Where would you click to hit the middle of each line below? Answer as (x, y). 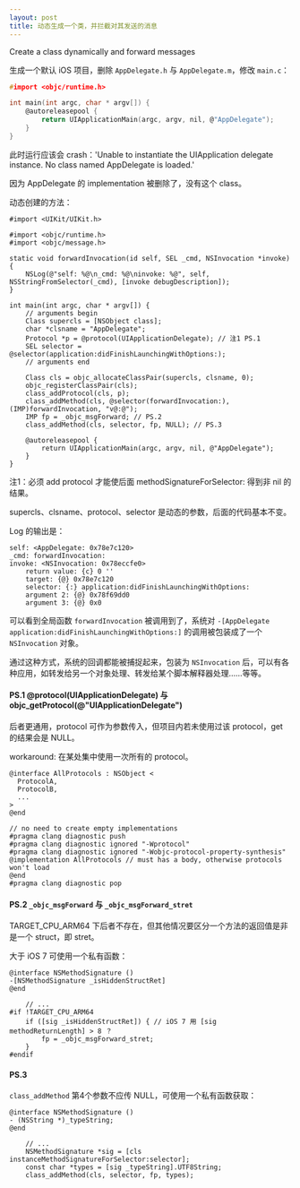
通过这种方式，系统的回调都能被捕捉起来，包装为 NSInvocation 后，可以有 (146, 662)
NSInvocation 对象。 (46, 642)
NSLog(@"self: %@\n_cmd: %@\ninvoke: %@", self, (118, 274)
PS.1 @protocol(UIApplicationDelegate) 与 (89, 695)
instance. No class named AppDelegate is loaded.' (102, 164)
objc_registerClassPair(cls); (82, 385)
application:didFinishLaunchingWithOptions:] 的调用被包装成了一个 (136, 632)
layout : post (34, 17)
